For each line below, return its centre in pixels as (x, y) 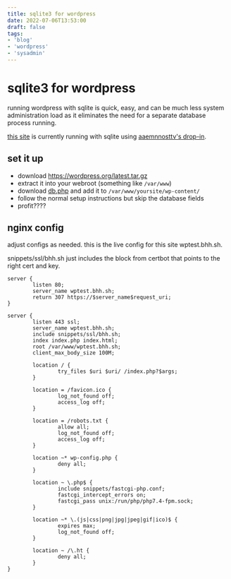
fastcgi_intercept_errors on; (102, 495)
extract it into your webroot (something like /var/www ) (94, 183)
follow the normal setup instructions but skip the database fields (111, 198)
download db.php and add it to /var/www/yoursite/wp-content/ (108, 191)
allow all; (74, 427)
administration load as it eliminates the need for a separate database (107, 115)
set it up (25, 159)
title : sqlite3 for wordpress (52, 14)
